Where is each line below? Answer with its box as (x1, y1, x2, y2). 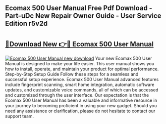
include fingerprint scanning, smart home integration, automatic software (5, 82, 155, 87)
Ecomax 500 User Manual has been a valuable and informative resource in (5, 97, 158, 103)
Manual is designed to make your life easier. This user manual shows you (5, 61, 155, 66)
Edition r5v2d (5, 19, 48, 28)
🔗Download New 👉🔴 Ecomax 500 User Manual (5, 40, 154, 48)
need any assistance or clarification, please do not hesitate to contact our (5, 108, 156, 114)
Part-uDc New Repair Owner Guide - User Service (5, 12, 162, 20)
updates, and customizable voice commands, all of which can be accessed (5, 87, 159, 93)
